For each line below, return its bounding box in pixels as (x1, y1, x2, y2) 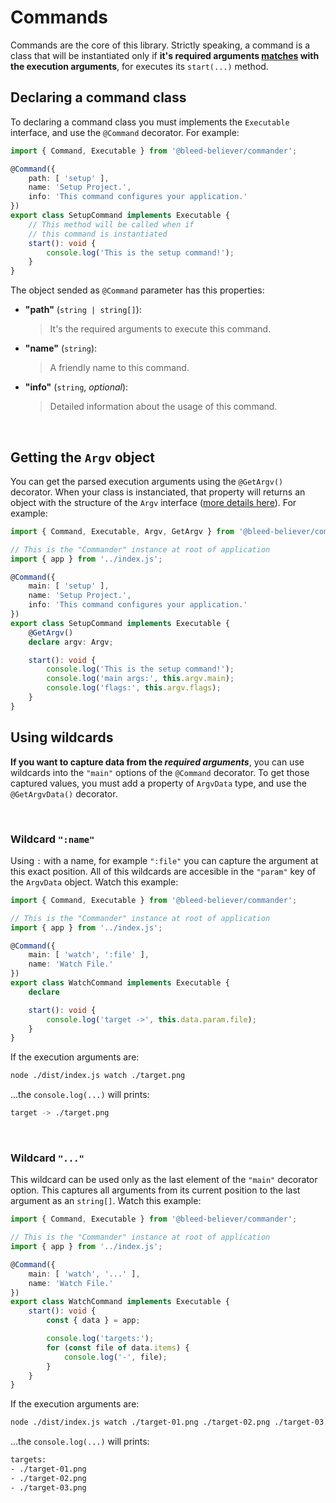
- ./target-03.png (10, 1482, 87, 1493)
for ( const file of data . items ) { (46, 1342, 190, 1353)
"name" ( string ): (24, 342, 98, 355)
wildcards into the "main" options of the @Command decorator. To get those (10, 766, 310, 778)
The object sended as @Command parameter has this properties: (10, 284, 265, 296)
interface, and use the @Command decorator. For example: (10, 126, 240, 138)
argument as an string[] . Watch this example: (10, 1195, 202, 1207)
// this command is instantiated (28, 229, 168, 239)
